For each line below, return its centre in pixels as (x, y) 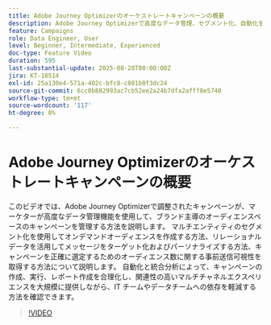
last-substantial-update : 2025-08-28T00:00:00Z (90, 68)
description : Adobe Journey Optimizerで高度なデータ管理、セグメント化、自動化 (133, 23)
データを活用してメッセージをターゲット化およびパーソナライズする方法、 (132, 246)
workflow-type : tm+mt (45, 98)
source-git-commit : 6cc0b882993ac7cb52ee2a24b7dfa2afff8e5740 (115, 91)
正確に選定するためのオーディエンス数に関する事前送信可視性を (156, 256)
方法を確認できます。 (44, 296)
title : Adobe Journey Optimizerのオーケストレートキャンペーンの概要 (117, 16)
